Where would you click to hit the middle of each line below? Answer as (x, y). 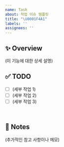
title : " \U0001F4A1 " (26, 19)
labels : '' (16, 24)
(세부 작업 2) (24, 95)
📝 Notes (17, 127)
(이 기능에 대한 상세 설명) (29, 60)
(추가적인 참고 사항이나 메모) (32, 140)
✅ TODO (18, 76)
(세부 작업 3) (24, 101)
